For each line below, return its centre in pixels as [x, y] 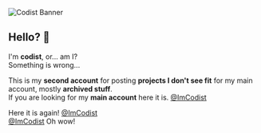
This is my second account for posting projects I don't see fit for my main [130, 80]
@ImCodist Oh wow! [42, 121]
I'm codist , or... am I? [43, 57]
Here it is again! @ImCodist [53, 112]
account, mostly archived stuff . [61, 88]
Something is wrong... [44, 65]
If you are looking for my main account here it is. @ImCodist [108, 97]
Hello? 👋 [29, 37]
